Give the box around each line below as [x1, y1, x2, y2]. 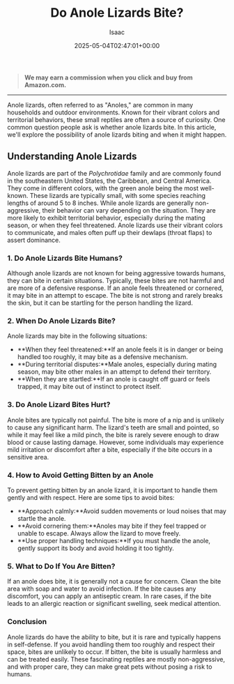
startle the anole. [17, 514, 66, 522]
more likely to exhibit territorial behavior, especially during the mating [7, 213, 205, 222]
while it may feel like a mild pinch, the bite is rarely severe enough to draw [7, 430, 219, 439]
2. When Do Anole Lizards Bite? [7, 316, 116, 326]
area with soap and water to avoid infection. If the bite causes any [7, 584, 196, 593]
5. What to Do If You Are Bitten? [7, 561, 116, 571]
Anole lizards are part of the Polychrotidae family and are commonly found [7, 169, 221, 177]
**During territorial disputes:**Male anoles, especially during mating [17, 360, 217, 369]
